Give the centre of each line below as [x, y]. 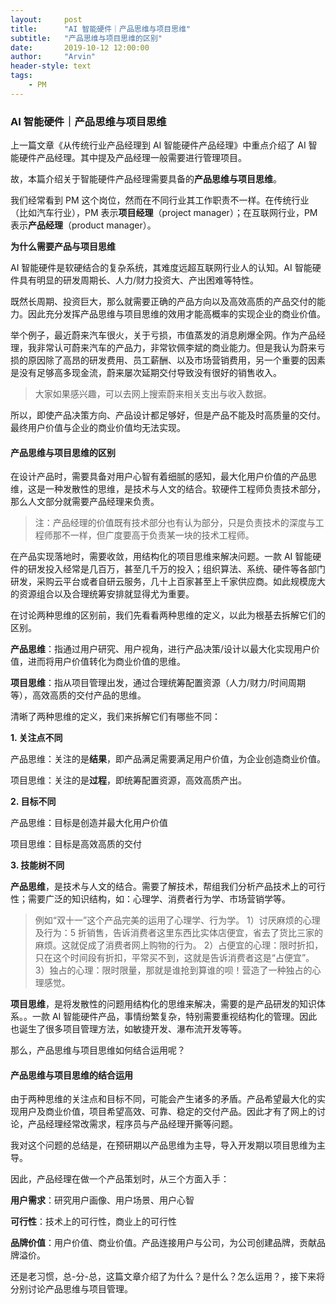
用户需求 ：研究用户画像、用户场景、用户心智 [102, 1200]
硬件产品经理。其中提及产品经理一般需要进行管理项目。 [132, 158]
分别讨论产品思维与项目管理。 [71, 1289]
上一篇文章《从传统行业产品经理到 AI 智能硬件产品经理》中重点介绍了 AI [158, 145]
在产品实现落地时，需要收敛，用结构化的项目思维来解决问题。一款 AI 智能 [161, 557]
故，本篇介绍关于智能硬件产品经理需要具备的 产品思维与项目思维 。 [146, 179]
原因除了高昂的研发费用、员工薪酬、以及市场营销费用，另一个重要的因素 [176, 360]
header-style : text [51, 66]
